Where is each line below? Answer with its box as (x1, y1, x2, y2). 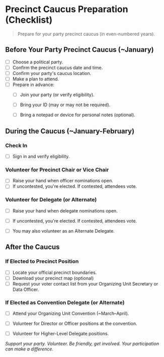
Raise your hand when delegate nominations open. (12, 207, 118, 213)
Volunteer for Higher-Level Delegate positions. (12, 331, 109, 337)
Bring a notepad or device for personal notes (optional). (20, 112, 136, 118)
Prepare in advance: (12, 82, 54, 88)
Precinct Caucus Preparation (5, 4, 128, 15)
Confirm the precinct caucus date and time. (12, 64, 103, 70)
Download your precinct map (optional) (12, 275, 94, 281)
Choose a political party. (12, 59, 63, 65)
